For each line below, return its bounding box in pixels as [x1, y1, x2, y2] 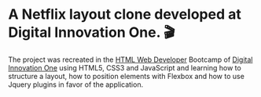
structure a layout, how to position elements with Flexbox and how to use [8, 71, 245, 81]
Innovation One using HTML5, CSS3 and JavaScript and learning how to [8, 63, 241, 72]
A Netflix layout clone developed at [8, 5, 241, 23]
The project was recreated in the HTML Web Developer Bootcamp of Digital [8, 55, 253, 64]
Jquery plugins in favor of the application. [8, 80, 144, 89]
